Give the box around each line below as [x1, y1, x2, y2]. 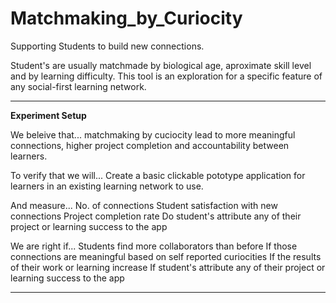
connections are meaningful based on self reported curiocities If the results [10, 250, 322, 262]
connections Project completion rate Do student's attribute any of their [10, 210, 302, 222]
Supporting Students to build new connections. [10, 40, 205, 52]
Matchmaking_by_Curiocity [10, 7, 243, 30]
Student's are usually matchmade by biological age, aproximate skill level [10, 59, 312, 71]
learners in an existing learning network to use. [10, 180, 204, 192]
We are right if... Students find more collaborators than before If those [10, 240, 298, 252]
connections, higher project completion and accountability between [10, 139, 290, 151]
